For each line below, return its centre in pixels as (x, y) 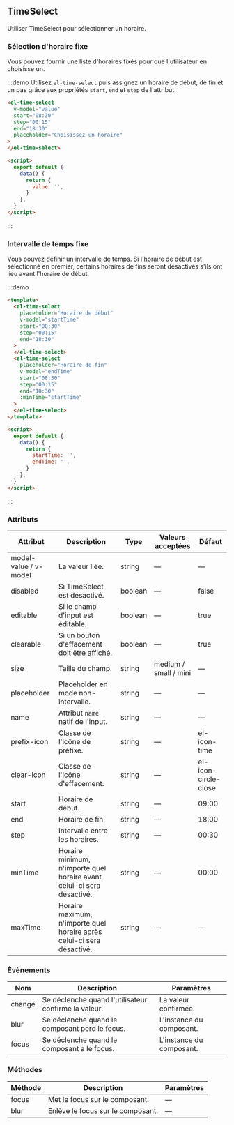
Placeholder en (83, 684)
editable (24, 615)
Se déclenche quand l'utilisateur (95, 1000)
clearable (26, 644)
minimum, (74, 859)
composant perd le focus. (84, 1029)
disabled (25, 591)
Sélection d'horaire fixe (48, 46)
